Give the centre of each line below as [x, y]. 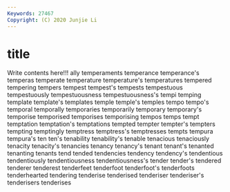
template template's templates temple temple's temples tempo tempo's [108, 102]
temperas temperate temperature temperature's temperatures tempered [109, 81]
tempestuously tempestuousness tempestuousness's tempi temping [104, 95]
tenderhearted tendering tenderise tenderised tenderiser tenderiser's [106, 175]
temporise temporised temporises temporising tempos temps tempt [103, 117]
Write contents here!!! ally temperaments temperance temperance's [103, 73]
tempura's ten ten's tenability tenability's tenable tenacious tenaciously [108, 139]
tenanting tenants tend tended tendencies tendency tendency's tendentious [115, 153]
